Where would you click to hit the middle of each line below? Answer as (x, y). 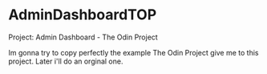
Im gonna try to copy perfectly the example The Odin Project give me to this (133, 52)
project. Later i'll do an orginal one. (66, 61)
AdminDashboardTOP (83, 15)
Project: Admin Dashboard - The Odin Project (83, 37)
